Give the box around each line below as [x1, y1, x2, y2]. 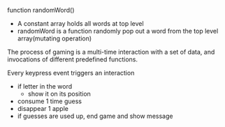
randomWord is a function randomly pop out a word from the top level [17, 27, 219, 35]
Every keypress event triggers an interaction [7, 69, 135, 77]
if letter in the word [17, 82, 73, 90]
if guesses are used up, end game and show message [17, 112, 173, 120]
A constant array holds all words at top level [17, 20, 145, 27]
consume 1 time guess [17, 97, 82, 105]
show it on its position [27, 90, 91, 98]
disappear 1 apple [17, 105, 68, 112]
